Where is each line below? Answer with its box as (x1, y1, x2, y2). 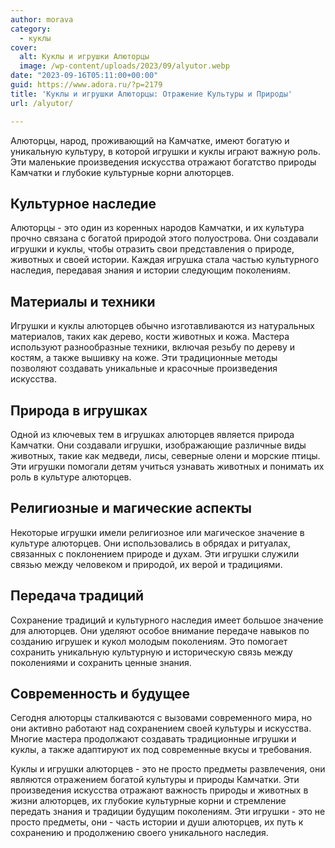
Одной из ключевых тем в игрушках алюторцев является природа (10, 428, 295, 440)
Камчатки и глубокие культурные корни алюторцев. (10, 166, 235, 178)
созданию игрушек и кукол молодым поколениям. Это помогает (10, 635, 288, 647)
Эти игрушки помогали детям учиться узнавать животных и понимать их (10, 460, 325, 472)
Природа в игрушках (10, 402, 148, 419)
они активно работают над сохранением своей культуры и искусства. (10, 722, 312, 735)
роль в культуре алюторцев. (10, 471, 132, 483)
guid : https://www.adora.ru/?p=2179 (10, 80, 163, 90)
